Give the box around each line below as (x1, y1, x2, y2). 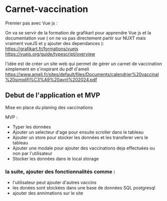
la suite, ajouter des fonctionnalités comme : (5, 168, 115, 175)
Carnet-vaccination (5, 3, 88, 15)
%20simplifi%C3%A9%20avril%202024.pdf (5, 76, 97, 82)
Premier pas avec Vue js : (5, 20, 58, 26)
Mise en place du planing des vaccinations (5, 104, 93, 110)
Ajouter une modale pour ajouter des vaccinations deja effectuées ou (12, 145, 155, 151)
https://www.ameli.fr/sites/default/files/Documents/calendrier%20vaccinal (5, 71, 159, 77)
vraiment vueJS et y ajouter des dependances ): (5, 40, 104, 46)
